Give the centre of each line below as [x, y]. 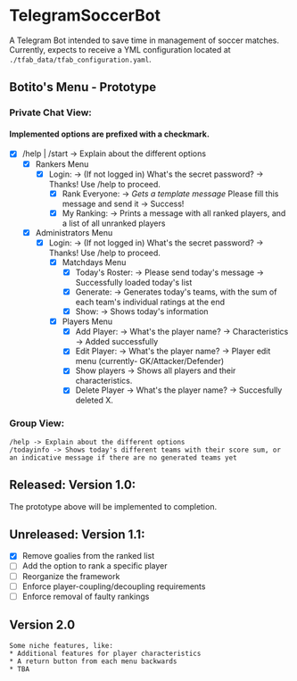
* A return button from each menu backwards [93, 661]
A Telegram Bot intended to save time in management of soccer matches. [144, 40]
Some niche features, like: [62, 645]
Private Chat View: [50, 112]
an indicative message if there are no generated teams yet [124, 457]
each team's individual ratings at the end [150, 302]
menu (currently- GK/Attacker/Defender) [150, 361]
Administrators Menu [74, 232]
